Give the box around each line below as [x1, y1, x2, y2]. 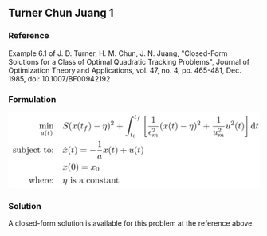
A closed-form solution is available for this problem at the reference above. [8, 218, 255, 228]
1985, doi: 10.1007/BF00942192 [8, 73, 111, 83]
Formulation [8, 93, 57, 104]
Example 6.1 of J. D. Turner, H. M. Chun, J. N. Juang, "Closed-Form [8, 48, 228, 58]
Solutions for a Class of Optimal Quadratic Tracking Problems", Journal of [8, 57, 249, 66]
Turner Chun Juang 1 [8, 6, 114, 20]
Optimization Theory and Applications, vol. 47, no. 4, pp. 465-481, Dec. [8, 65, 241, 75]
